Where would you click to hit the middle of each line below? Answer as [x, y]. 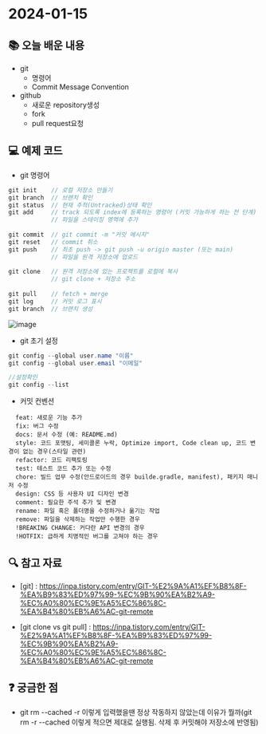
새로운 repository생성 [66, 105]
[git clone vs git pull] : [55, 627]
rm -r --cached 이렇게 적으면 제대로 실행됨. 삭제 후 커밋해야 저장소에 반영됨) [139, 722]
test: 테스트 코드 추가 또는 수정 [63, 469]
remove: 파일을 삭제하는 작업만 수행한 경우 [78, 519]
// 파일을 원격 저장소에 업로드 [94, 257]
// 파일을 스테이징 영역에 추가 [94, 220]
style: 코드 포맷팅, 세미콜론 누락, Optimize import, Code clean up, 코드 [131, 444]
